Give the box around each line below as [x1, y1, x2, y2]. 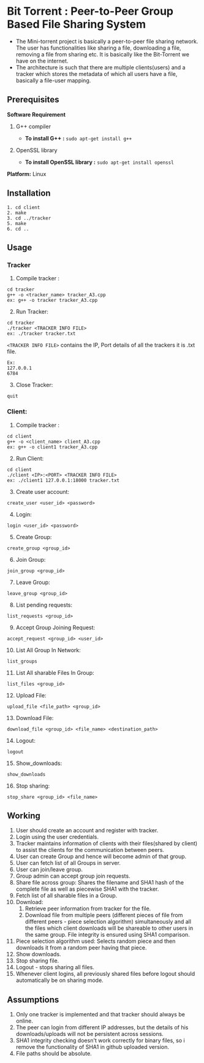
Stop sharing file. [15, 957, 59, 964]
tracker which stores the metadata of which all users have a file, [15, 70, 178, 77]
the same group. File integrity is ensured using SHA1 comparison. [25, 931, 191, 938]
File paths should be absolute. [15, 1050, 93, 1057]
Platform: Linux [7, 170, 47, 177]
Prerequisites [7, 94, 59, 105]
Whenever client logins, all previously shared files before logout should [15, 970, 195, 978]
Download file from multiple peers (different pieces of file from [25, 911, 183, 919]
